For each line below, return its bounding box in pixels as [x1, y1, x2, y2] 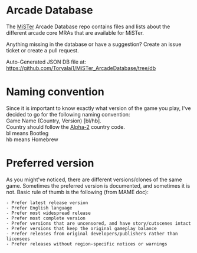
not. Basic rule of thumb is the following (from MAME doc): [6, 188, 149, 195]
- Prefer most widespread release [6, 210, 91, 216]
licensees [6, 236, 31, 242]
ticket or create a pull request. [6, 46, 79, 54]
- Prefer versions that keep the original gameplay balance [6, 225, 157, 231]
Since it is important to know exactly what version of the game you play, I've [6, 104, 191, 112]
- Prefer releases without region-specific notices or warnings [6, 241, 168, 247]
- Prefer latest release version [6, 199, 88, 206]
